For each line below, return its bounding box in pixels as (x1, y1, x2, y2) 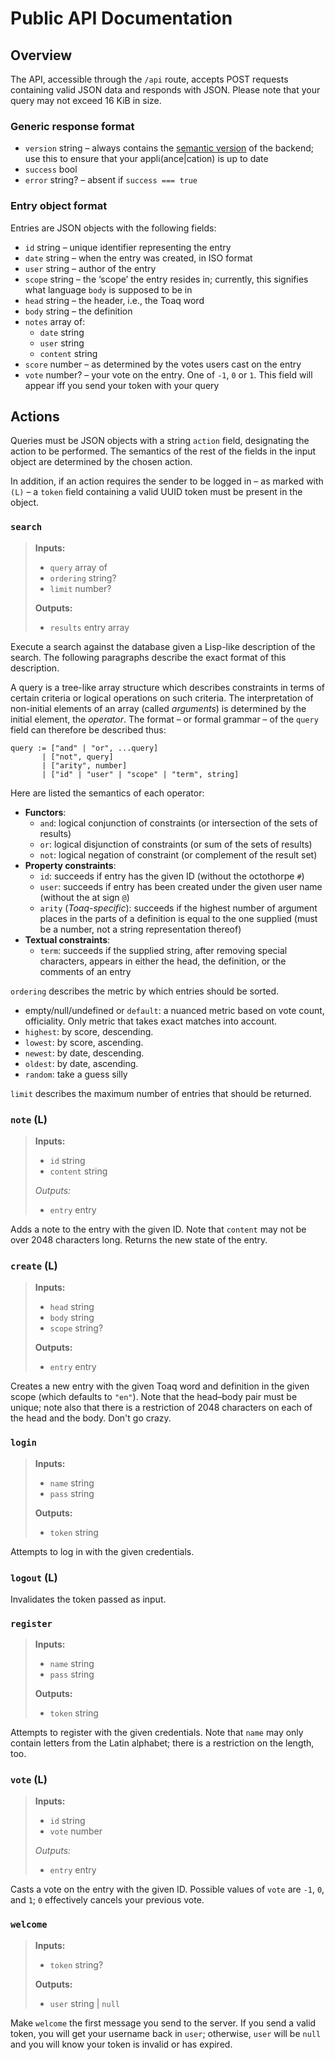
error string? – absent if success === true (24, 174, 198, 186)
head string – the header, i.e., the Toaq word (24, 294, 205, 306)
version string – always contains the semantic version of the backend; (24, 142, 314, 154)
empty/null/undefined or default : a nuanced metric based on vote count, (24, 1004, 325, 1016)
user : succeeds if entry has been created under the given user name (39, 880, 323, 892)
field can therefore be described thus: (10, 723, 167, 736)
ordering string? (49, 572, 117, 584)
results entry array (49, 621, 130, 633)
